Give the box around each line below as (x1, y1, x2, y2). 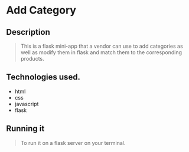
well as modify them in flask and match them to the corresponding (20, 49, 182, 56)
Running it (6, 124, 45, 134)
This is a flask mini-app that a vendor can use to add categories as (20, 42, 183, 49)
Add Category (6, 4, 77, 17)
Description (6, 27, 50, 37)
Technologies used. (6, 72, 81, 82)
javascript (14, 100, 39, 107)
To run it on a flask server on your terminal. (20, 139, 126, 146)
